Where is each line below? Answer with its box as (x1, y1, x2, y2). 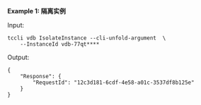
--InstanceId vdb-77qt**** (20, 41, 100, 48)
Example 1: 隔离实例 (7, 7, 66, 15)
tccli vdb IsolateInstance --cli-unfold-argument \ (7, 35, 166, 42)
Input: (7, 21, 25, 29)
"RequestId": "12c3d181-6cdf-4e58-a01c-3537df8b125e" (33, 79, 195, 86)
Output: (7, 53, 30, 61)
